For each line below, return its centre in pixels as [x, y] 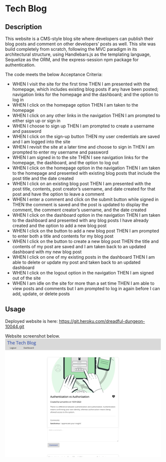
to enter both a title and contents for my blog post [63, 236]
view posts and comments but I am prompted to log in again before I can [86, 289]
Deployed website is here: [32, 321]
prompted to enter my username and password [60, 152]
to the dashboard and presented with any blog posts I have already [81, 220]
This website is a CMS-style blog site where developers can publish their [80, 38]
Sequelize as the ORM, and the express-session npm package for [72, 59]
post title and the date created [43, 178]
